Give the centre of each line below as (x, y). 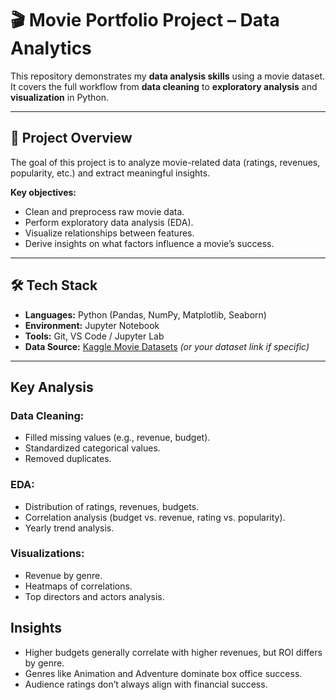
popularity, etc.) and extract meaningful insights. (110, 173)
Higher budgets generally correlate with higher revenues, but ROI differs (173, 652)
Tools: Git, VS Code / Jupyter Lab (94, 336)
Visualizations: (47, 554)
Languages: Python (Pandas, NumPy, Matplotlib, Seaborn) (145, 314)
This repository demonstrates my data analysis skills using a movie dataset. (168, 76)
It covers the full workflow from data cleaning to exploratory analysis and (164, 86)
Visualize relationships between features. (109, 233)
